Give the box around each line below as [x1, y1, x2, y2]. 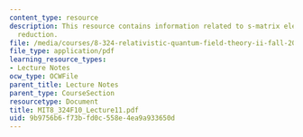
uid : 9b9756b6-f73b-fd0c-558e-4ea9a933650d [9, 114, 176, 123]
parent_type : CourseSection [9, 88, 115, 97]
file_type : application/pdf [9, 47, 115, 56]
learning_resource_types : [9, 55, 106, 64]
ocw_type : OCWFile [9, 72, 78, 81]
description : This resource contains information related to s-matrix [9, 22, 280, 31]
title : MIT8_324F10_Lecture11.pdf [9, 105, 140, 114]
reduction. [17, 30, 59, 39]
